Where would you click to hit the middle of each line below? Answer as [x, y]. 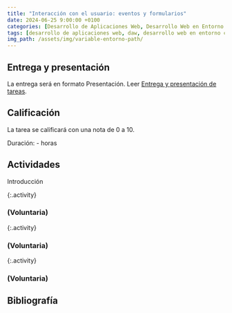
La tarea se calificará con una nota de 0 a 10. [71, 129]
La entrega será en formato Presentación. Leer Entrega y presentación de [112, 84]
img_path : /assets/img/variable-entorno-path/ [75, 39]
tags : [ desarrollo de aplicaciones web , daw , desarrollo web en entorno [114, 33]
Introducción [25, 181]
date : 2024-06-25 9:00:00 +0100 [54, 20]
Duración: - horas [32, 143]
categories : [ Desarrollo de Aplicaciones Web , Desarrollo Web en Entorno [116, 26]
